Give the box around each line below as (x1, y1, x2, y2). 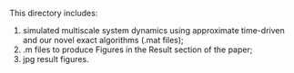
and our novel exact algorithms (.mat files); (22, 35, 184, 45)
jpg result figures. (22, 54, 89, 64)
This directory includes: (9, 8, 98, 18)
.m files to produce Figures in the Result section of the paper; (22, 44, 253, 55)
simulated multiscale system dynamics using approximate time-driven (22, 25, 285, 35)
